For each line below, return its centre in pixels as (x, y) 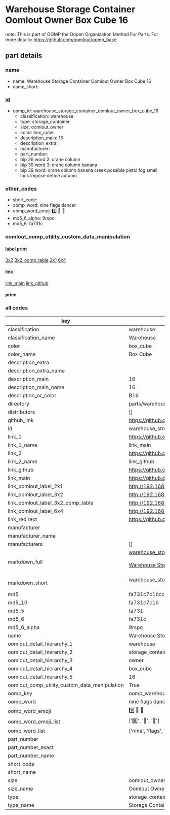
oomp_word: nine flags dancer (44, 205)
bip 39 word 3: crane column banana (58, 165)
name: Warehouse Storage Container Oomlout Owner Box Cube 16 (82, 81)
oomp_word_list (27, 731)
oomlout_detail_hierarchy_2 (40, 652)
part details (24, 56)
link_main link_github (27, 283)
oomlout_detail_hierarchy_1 (40, 644)
